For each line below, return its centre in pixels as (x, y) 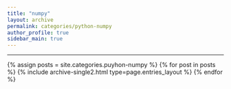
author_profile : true (38, 33)
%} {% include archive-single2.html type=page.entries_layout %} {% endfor (115, 72)
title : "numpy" (29, 13)
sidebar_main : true (35, 39)
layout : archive (30, 20)
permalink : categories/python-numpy (59, 26)
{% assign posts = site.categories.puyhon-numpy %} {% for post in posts (111, 65)
